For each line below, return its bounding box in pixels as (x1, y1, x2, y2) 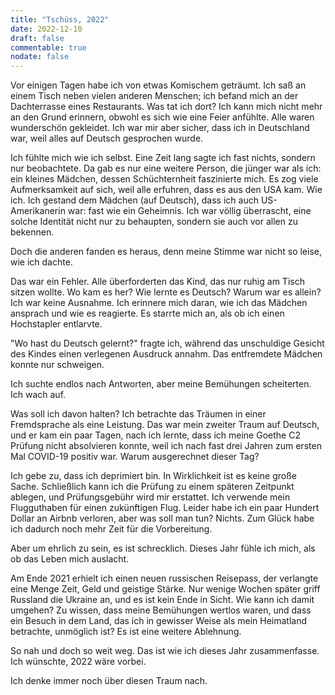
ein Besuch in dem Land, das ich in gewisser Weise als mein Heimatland (10, 615, 308, 627)
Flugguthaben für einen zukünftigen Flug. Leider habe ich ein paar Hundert (10, 502, 320, 514)
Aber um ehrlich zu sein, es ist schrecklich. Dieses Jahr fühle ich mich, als (10, 542, 316, 555)
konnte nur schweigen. (10, 359, 105, 371)
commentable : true (10, 42, 87, 53)
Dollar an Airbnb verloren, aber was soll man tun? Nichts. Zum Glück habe (10, 512, 315, 525)
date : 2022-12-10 (10, 24, 83, 34)
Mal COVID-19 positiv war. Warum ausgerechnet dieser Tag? (10, 451, 260, 463)
